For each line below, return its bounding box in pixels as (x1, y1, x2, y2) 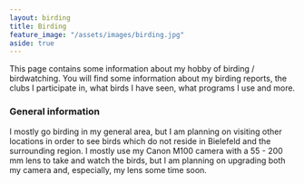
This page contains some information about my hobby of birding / (9, 63, 255, 74)
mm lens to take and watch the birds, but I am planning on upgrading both (9, 155, 286, 166)
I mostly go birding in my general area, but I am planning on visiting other (9, 126, 283, 137)
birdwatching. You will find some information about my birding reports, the (9, 73, 288, 84)
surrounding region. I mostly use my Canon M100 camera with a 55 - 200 (9, 145, 283, 156)
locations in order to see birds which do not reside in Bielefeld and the (9, 135, 271, 146)
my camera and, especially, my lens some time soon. (9, 164, 207, 175)
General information (9, 105, 100, 118)
